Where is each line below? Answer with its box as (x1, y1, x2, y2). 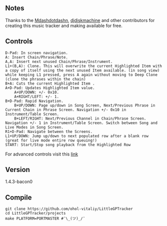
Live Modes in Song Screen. (5, 124, 64, 129)
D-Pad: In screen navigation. (5, 50, 68, 55)
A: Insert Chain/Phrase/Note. (5, 54, 68, 59)
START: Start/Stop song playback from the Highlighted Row (5, 142, 131, 147)
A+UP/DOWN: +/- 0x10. (14, 89, 59, 94)
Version (5, 165, 30, 174)
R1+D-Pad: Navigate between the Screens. (5, 129, 93, 134)
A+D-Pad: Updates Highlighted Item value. (5, 85, 95, 90)
